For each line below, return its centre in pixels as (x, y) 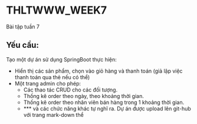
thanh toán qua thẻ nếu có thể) (52, 77)
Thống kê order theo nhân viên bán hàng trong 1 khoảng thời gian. (104, 102)
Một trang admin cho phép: (48, 83)
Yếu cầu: (23, 45)
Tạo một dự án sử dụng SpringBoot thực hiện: (61, 59)
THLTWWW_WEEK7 (57, 10)
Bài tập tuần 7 (23, 27)
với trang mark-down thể (53, 115)
